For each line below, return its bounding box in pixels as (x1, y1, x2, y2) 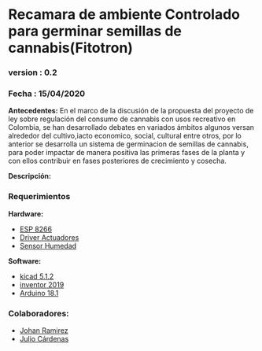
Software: (8, 256, 42, 265)
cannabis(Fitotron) (8, 39, 134, 57)
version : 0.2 (8, 67, 57, 78)
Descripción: (8, 172, 51, 181)
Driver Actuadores (19, 232, 79, 242)
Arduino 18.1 (19, 288, 59, 297)
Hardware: (8, 209, 44, 218)
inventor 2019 (19, 279, 65, 289)
